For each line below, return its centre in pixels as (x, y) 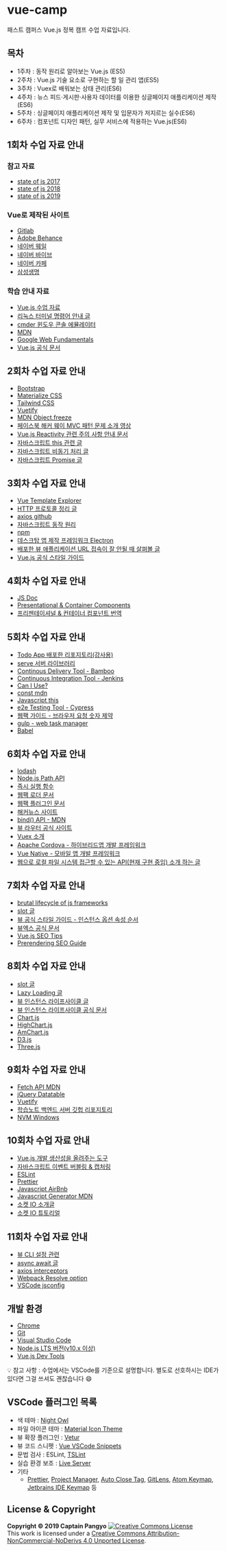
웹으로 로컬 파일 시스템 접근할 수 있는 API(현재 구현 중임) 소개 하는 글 (109, 862)
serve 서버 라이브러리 (46, 663)
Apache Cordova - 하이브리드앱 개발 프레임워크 (81, 845)
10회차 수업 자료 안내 (49, 1140)
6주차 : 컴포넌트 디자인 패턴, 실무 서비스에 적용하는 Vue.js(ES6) (102, 121)
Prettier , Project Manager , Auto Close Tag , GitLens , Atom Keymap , (120, 1479)
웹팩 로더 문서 (35, 795)
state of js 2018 (39, 189)
